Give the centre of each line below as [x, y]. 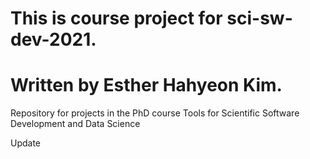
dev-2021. [53, 39]
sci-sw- [259, 18]
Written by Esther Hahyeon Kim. [146, 85]
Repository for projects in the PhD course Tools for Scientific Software [155, 113]
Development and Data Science [75, 124]
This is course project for [116, 18]
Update [26, 143]
